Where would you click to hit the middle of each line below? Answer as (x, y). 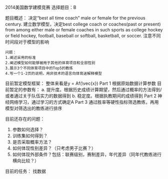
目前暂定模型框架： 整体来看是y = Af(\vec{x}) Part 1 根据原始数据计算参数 (81, 83)
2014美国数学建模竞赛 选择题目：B (41, 7)
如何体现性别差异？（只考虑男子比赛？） (54, 148)
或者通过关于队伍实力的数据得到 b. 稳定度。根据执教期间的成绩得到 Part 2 (81, 96)
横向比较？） (25, 161)
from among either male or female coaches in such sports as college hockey (84, 30)
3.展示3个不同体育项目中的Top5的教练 (39, 68)
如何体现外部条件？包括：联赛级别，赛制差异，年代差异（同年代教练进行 (87, 154)
